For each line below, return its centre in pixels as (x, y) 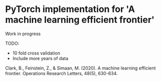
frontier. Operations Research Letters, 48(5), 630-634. (61, 73)
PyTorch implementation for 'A (70, 9)
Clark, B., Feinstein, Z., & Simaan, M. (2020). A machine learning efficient (80, 68)
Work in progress (23, 33)
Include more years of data (40, 58)
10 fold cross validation (36, 53)
